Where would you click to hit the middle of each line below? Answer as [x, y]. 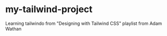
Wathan [13, 28]
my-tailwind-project [49, 9]
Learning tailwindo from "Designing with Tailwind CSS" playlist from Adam [84, 23]
